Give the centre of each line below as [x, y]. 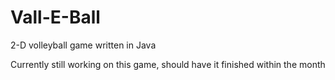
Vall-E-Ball [55, 17]
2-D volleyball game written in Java [83, 45]
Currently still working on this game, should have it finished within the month [168, 64]
